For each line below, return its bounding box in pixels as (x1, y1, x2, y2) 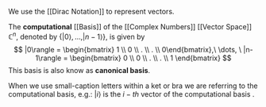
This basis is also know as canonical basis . (8, 65, 151, 75)
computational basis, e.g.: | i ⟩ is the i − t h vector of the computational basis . (8, 89, 255, 98)
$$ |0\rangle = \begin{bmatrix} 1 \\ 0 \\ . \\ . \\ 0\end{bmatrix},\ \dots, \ (13, 44, 242, 54)
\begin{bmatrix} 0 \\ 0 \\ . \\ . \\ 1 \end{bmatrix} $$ (69, 53, 232, 63)
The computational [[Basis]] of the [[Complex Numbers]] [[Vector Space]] (8, 22, 253, 31)
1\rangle (35, 53, 62, 63)
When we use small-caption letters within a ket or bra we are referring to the (8, 81, 258, 90)
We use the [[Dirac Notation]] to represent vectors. (8, 7, 175, 16)
